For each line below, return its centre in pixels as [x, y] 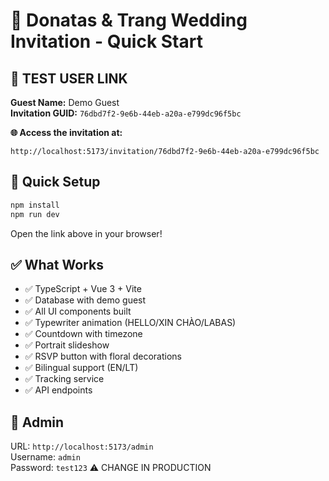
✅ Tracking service [64, 379]
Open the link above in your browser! [86, 233]
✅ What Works [57, 264]
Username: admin [45, 457]
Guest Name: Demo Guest [65, 102]
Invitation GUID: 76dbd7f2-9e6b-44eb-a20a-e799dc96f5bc [126, 113]
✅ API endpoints [58, 390]
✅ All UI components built [78, 311]
